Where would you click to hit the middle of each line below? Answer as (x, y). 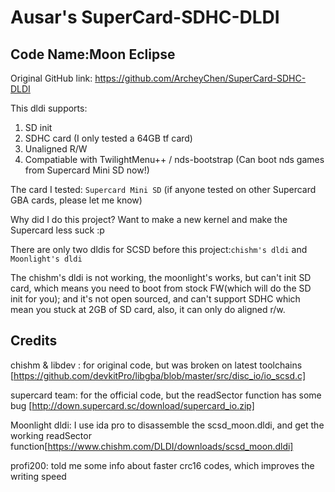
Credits (34, 341)
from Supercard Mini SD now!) (87, 170)
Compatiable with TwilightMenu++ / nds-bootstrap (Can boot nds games (174, 159)
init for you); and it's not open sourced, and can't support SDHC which (155, 299)
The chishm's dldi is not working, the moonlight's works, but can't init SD (161, 277)
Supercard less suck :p (57, 230)
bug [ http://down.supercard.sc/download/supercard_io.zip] (132, 405)
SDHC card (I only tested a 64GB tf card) (108, 138)
